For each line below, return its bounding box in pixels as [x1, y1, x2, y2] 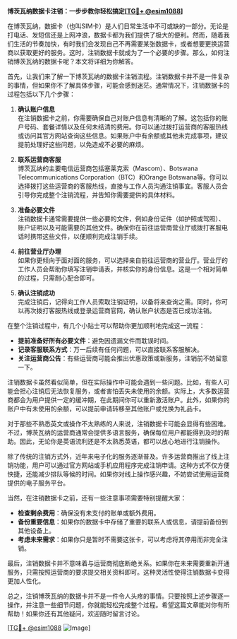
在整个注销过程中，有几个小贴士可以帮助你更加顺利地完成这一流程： [7, 322, 205, 329]
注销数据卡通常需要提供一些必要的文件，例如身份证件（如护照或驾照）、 [17, 215, 225, 223]
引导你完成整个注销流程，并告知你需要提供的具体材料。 [17, 191, 178, 199]
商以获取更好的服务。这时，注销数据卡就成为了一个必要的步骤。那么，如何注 [7, 49, 230, 57]
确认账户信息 [17, 105, 55, 113]
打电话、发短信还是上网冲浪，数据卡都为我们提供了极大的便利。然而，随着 [7, 31, 224, 39]
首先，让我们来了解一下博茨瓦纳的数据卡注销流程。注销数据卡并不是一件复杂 [7, 72, 230, 81]
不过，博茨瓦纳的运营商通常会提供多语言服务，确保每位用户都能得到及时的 [7, 428, 224, 437]
